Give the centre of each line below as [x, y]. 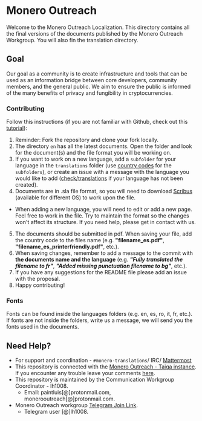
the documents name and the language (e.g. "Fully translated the [99, 260]
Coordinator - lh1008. [41, 386]
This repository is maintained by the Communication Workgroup [95, 380]
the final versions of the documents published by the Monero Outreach [95, 33]
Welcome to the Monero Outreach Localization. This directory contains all [98, 27]
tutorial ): [17, 128]
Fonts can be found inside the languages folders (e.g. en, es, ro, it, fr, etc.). [99, 314]
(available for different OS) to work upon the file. [75, 198]
